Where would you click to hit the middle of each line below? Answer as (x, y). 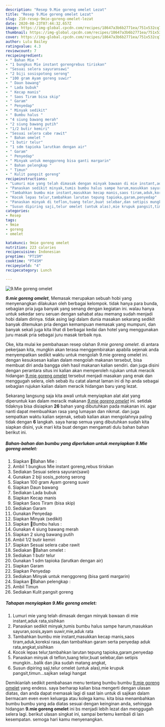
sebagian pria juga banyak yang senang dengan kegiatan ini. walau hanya (80, 309)
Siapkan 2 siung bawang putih (43, 534)
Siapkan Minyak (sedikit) (37, 519)
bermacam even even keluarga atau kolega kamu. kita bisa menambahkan (80, 698)
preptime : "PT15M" (24, 256)
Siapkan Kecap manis (35, 498)
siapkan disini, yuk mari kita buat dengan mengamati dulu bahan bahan (77, 427)
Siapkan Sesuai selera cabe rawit (46, 545)
